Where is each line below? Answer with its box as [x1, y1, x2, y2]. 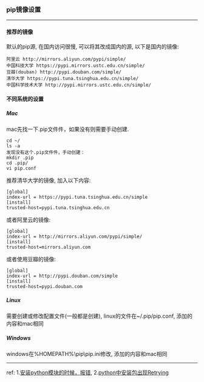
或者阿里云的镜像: [6, 216, 51, 224]
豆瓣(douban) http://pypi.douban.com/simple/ [6, 69, 121, 75]
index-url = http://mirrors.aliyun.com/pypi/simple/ [6, 233, 143, 240]
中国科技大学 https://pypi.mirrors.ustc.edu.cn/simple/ [6, 62, 145, 69]
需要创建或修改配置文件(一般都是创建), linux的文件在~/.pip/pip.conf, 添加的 [6, 312, 193, 320]
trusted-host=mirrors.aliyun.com [6, 244, 91, 250]
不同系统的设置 [6, 95, 44, 102]
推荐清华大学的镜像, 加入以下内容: [6, 177, 91, 184]
